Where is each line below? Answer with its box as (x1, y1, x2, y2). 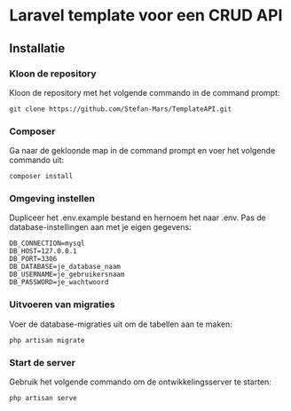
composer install (9, 172, 74, 181)
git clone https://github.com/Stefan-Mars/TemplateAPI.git (9, 104, 232, 114)
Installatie (9, 41, 66, 56)
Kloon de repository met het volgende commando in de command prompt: (9, 87, 280, 98)
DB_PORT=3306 (9, 255, 58, 264)
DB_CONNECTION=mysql (9, 239, 86, 249)
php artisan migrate (9, 336, 86, 344)
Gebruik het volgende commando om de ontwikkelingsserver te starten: (9, 376, 272, 387)
